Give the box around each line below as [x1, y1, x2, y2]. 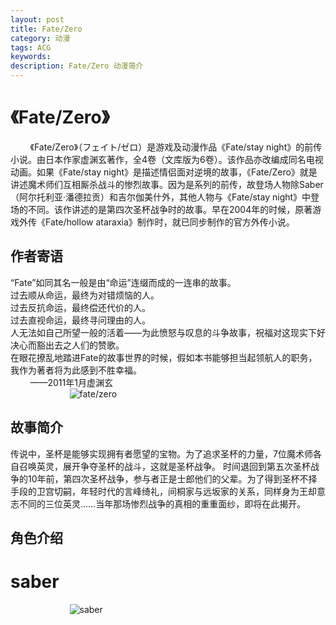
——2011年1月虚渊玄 [29, 376, 113, 388]
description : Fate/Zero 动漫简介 [10, 61, 144, 71]
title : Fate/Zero [10, 24, 83, 34]
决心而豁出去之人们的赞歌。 [10, 339, 125, 351]
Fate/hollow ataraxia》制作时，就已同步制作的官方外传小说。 [44, 216, 295, 228]
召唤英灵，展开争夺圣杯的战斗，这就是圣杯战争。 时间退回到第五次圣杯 [18, 460, 311, 472]
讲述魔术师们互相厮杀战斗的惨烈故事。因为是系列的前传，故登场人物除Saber [10, 178, 324, 190]
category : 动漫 [10, 33, 71, 43]
